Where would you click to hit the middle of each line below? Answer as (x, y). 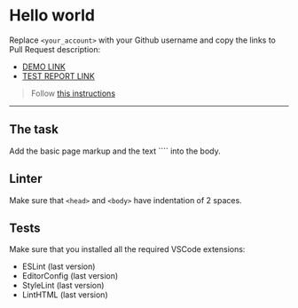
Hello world (52, 16)
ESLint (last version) (59, 266)
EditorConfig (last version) (70, 276)
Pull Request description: (55, 49)
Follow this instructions (73, 93)
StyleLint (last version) (63, 286)
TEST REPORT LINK (58, 75)
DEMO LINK (44, 67)
